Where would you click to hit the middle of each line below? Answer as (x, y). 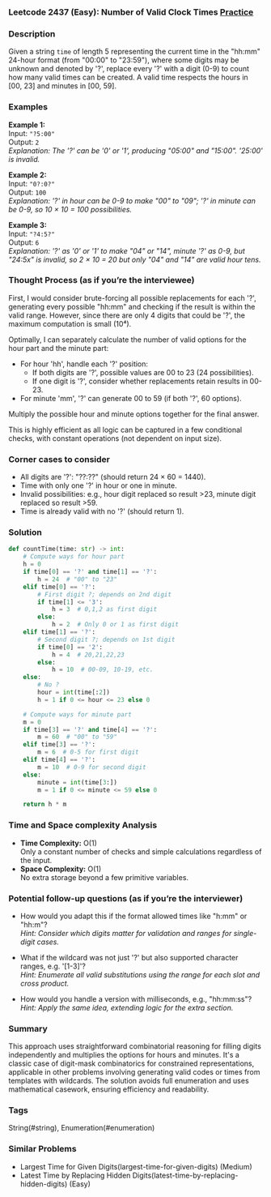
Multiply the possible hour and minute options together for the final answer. (134, 414)
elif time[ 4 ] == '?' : (59, 760)
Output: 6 (24, 242)
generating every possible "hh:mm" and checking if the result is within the (132, 306)
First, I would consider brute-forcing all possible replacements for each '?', (132, 297)
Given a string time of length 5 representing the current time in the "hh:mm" (135, 52)
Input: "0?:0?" (32, 183)
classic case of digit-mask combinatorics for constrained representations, (131, 1063)
